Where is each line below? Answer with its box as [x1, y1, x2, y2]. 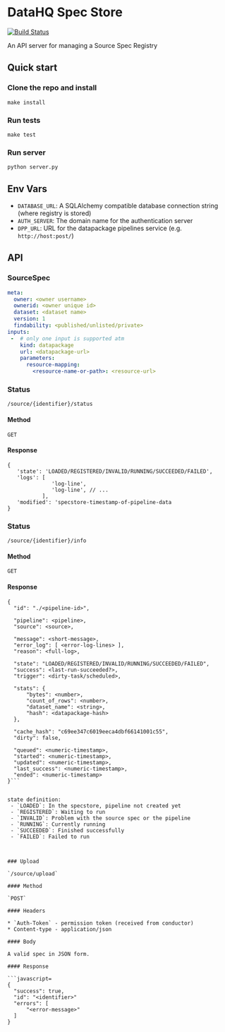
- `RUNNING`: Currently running [10, 820, 106, 828]
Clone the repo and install [7, 83, 97, 92]
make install [7, 99, 46, 106]
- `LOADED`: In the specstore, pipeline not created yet [10, 802, 181, 809]
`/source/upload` [7, 870, 59, 877]
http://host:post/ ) [17, 232, 74, 240]
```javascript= [7, 975, 52, 982]
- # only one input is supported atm [10, 335, 125, 342]
